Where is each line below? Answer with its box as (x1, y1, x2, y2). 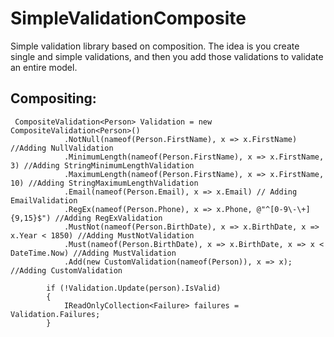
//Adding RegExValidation (54, 213, 163, 223)
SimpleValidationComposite (10, 7, 247, 30)
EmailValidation (10, 195, 78, 206)
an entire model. (10, 61, 78, 73)
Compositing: (10, 90, 97, 107)
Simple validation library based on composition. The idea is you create (10, 40, 300, 52)
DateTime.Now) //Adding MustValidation (10, 248, 177, 258)
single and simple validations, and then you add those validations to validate (10, 50, 324, 62)
